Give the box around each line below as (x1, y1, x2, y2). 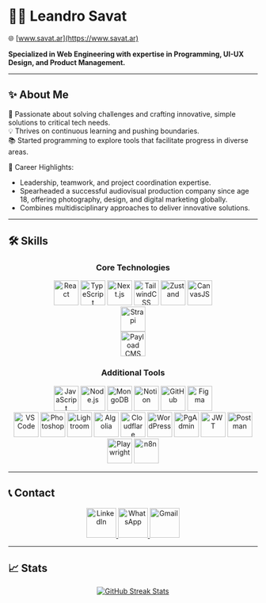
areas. (8, 147, 29, 156)
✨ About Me (8, 88, 69, 102)
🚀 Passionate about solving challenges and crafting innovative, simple (8, 109, 236, 118)
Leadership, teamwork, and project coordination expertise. (19, 178, 211, 187)
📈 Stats (8, 561, 48, 574)
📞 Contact (8, 486, 55, 500)
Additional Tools (101, 367, 165, 378)
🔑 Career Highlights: (8, 162, 74, 171)
